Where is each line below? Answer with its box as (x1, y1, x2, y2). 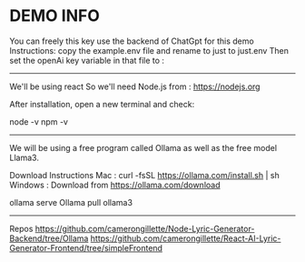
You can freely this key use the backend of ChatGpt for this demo (9, 35, 254, 46)
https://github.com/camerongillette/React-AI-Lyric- (90, 233, 281, 244)
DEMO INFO (9, 5, 100, 26)
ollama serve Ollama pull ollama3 (9, 196, 133, 207)
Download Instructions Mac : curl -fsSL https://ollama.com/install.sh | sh (9, 169, 280, 180)
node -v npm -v (9, 116, 68, 127)
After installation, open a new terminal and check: (9, 98, 195, 109)
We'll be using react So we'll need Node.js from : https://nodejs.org (9, 81, 261, 92)
